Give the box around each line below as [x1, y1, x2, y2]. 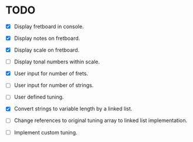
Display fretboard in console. [13, 23, 84, 30]
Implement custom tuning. [13, 129, 77, 136]
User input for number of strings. [13, 82, 94, 89]
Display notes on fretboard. [13, 35, 80, 42]
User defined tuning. [13, 93, 64, 100]
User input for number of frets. [13, 70, 89, 77]
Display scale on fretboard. [13, 46, 80, 53]
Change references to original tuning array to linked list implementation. [13, 117, 188, 124]
